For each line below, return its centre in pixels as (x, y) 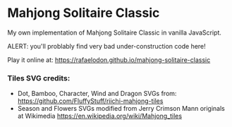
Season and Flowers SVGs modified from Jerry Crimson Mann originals (121, 109)
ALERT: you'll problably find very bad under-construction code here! (106, 46)
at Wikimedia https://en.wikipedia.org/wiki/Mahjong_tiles (99, 116)
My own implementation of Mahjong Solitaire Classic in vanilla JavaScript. (115, 32)
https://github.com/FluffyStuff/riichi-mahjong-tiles (90, 101)
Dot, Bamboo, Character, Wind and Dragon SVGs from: (97, 94)
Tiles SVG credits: (39, 78)
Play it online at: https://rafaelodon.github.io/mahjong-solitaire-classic (109, 60)
